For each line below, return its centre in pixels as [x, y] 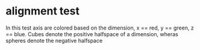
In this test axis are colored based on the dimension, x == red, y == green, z [100, 28]
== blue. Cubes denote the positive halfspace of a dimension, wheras [92, 34]
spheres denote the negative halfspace [54, 40]
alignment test [42, 11]
